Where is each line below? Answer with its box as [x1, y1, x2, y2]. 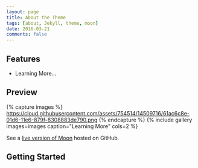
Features [6, 54, 40, 64]
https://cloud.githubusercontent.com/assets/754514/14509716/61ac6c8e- [6, 109, 190, 117]
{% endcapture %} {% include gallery [98, 116, 193, 123]
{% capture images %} [6, 103, 63, 111]
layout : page [6, 8, 39, 15]
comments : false [6, 31, 47, 37]
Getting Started [6, 152, 66, 162]
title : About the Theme [6, 15, 66, 21]
